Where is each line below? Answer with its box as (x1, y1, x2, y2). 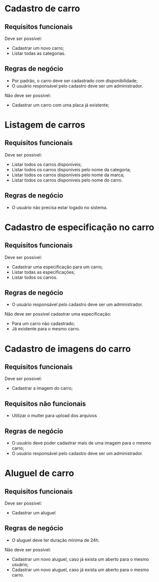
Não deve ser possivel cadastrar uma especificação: (4, 311, 111, 317)
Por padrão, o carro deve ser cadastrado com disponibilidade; (11, 77, 138, 84)
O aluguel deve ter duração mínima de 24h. (11, 537, 100, 543)
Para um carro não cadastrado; (11, 321, 75, 326)
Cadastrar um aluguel (11, 510, 56, 516)
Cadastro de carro (4, 3, 80, 14)
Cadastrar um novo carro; (11, 45, 64, 51)
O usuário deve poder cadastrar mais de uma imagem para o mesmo (11, 440, 151, 446)
